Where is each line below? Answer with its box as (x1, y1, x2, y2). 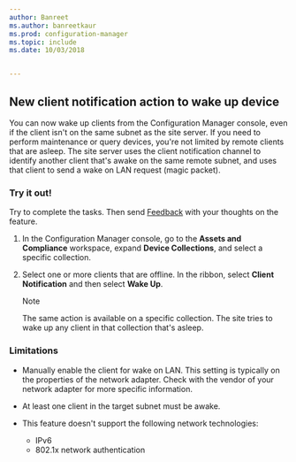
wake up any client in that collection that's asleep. (21, 322, 204, 333)
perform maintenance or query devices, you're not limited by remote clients (9, 136, 285, 147)
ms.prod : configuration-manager (9, 29, 128, 38)
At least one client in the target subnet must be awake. (21, 400, 221, 412)
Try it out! (9, 187, 52, 199)
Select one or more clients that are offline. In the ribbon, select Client (21, 269, 275, 280)
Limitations (9, 344, 59, 357)
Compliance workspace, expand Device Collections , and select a (21, 243, 263, 253)
